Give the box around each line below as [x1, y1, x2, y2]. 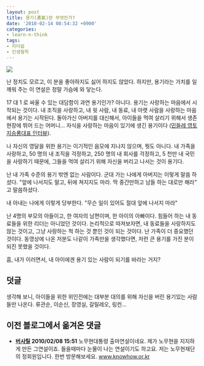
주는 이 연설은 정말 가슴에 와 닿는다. [17, 85, 103, 93]
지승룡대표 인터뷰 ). [6, 129, 51, 137]
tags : [6, 37, 20, 44]
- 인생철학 [6, 49, 29, 55]
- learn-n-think [6, 32, 48, 38]
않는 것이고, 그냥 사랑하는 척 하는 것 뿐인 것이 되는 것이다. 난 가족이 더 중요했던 [6, 227, 194, 235]
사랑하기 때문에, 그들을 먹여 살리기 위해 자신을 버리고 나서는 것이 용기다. [12, 158, 184, 165]
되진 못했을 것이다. [6, 243, 51, 250]
